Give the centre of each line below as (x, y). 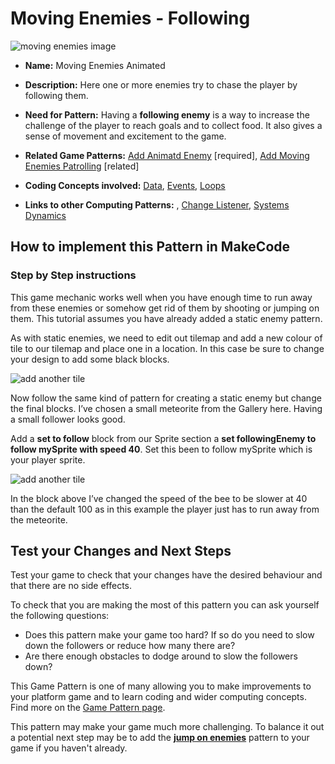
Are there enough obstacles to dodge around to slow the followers (161, 656)
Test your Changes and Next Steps (121, 551)
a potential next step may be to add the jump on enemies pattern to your (160, 738)
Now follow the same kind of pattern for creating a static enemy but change (166, 398)
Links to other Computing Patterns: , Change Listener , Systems (157, 204)
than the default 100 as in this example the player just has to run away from (165, 509)
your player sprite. (48, 459)
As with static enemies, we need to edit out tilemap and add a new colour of (166, 338)
